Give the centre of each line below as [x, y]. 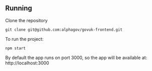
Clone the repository [26, 20]
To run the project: [24, 39]
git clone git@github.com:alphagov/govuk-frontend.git [64, 30]
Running [19, 8]
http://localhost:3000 [27, 63]
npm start [16, 48]
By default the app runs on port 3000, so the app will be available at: [76, 57]
